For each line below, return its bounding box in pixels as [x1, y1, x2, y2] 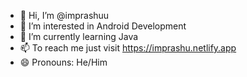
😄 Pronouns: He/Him [19, 56, 108, 68]
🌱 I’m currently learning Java [19, 31, 139, 42]
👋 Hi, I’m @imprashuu [19, 10, 110, 21]
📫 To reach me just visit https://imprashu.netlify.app [19, 42, 237, 54]
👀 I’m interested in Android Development [19, 20, 187, 32]
